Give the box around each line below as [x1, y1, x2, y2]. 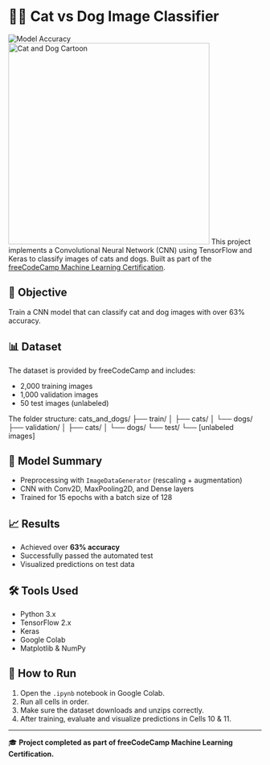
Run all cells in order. [19, 697, 90, 706]
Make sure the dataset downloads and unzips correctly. [19, 705, 205, 715]
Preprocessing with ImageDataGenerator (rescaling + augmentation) [19, 475, 243, 486]
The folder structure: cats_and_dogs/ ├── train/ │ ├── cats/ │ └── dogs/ [8, 414, 253, 424]
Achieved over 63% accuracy [19, 543, 121, 552]
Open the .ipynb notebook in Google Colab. [19, 688, 165, 697]
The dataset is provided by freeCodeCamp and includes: [8, 366, 196, 375]
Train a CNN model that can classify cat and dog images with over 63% [8, 307, 245, 316]
